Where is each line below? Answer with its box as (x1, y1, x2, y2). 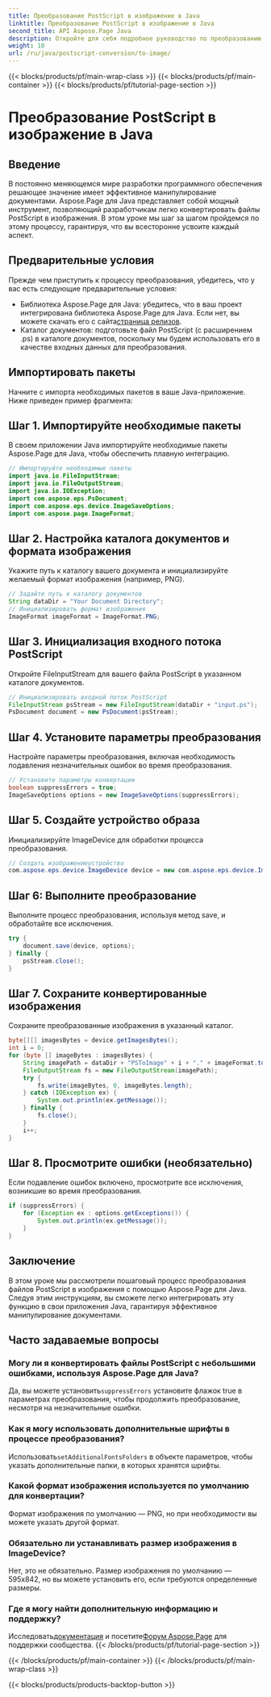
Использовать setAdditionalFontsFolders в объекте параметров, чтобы (8, 1452, 252, 1461)
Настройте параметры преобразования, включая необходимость (8, 752, 236, 762)
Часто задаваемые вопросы (8, 1333, 160, 1347)
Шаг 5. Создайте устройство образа (8, 813, 200, 827)
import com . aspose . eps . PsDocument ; (8, 494, 128, 503)
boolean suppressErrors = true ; (8, 784, 117, 792)
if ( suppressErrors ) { (8, 1202, 85, 1210)
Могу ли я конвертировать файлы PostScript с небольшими (8, 1357, 256, 1369)
